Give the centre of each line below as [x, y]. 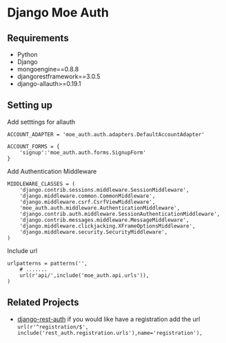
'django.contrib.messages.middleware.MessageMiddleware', [104, 220]
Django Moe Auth [58, 13]
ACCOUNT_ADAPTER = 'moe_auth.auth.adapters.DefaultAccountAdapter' [106, 134]
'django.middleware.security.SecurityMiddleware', [94, 232]
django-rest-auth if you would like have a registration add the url [109, 319]
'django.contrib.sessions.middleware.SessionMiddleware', [104, 190]
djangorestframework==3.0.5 [59, 76]
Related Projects [43, 303]
